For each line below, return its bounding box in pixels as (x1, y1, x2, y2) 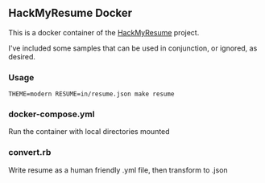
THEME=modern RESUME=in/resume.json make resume (8, 90, 175, 99)
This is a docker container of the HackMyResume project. (8, 27, 200, 37)
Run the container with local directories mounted (8, 127, 171, 136)
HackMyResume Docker (8, 6, 133, 20)
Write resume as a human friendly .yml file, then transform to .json (8, 165, 228, 175)
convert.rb (8, 147, 52, 158)
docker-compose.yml (8, 108, 95, 120)
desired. (8, 51, 36, 61)
